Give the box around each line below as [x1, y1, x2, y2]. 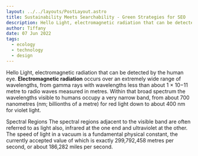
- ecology [11, 42, 35, 48]
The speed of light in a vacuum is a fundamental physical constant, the [6, 131, 178, 138]
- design [11, 53, 33, 58]
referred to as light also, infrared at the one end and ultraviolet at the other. [6, 124, 188, 131]
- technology [11, 47, 44, 53]
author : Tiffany [6, 25, 46, 31]
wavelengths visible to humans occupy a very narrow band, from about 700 [6, 94, 190, 101]
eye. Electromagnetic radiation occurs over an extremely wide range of [6, 75, 181, 82]
